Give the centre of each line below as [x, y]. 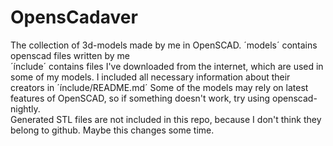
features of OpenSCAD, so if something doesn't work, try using [140, 98]
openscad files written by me [70, 55]
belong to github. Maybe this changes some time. [112, 130]
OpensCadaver [74, 17]
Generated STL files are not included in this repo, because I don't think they [166, 119]
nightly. [25, 108]
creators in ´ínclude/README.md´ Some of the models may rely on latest [159, 87]
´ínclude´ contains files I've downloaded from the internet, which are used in [167, 66]
